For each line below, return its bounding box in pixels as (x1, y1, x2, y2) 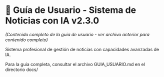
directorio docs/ (5, 67, 38, 73)
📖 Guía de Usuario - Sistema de (5, 4, 136, 16)
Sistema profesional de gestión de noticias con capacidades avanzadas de (5, 46, 159, 52)
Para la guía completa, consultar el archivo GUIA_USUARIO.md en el (5, 61, 145, 67)
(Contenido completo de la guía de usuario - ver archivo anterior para (5, 31, 150, 37)
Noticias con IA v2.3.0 (5, 15, 99, 26)
